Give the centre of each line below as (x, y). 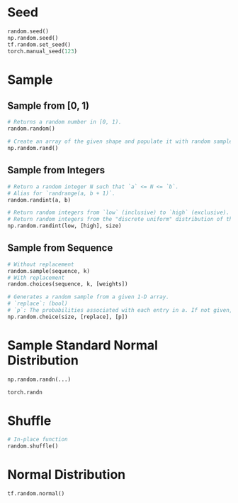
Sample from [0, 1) (49, 106)
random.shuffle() (33, 446)
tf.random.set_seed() (39, 44)
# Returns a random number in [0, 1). (64, 122)
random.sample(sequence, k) (49, 271)
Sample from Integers (56, 170)
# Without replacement (41, 264)
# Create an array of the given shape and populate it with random (109, 142)
